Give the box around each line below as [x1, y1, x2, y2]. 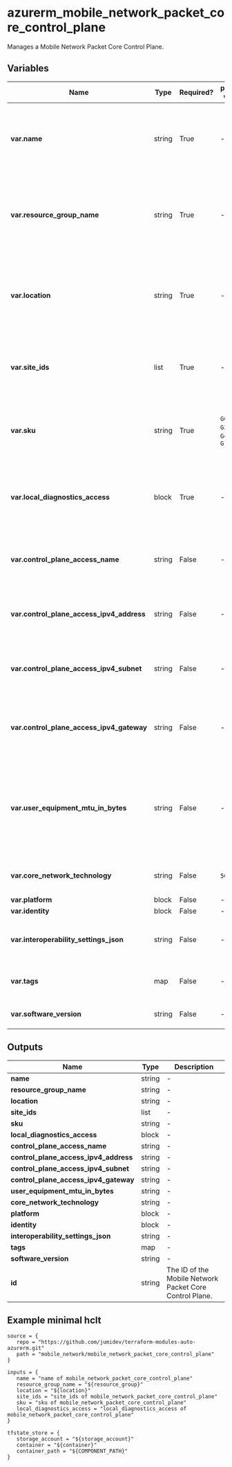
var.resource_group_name [10, 210, 99, 220]
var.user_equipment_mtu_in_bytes [10, 803, 127, 812]
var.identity [10, 906, 50, 916]
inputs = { [7, 1369, 39, 1376]
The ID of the [166, 1265, 209, 1274]
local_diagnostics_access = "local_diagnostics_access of [16, 1405, 187, 1412]
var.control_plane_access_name [10, 554, 119, 564]
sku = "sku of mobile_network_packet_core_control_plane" [16, 1399, 187, 1407]
